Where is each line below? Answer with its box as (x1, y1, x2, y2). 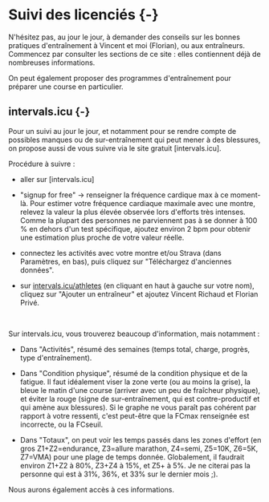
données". (19, 265, 55, 274)
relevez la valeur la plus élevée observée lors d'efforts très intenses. (19, 207, 247, 217)
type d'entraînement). (19, 353, 92, 362)
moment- (230, 190, 261, 200)
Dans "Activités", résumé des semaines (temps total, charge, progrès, (19, 344, 251, 354)
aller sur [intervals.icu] (19, 174, 95, 184)
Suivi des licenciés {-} (8, 6, 159, 24)
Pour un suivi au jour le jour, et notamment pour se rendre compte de (8, 126, 237, 136)
